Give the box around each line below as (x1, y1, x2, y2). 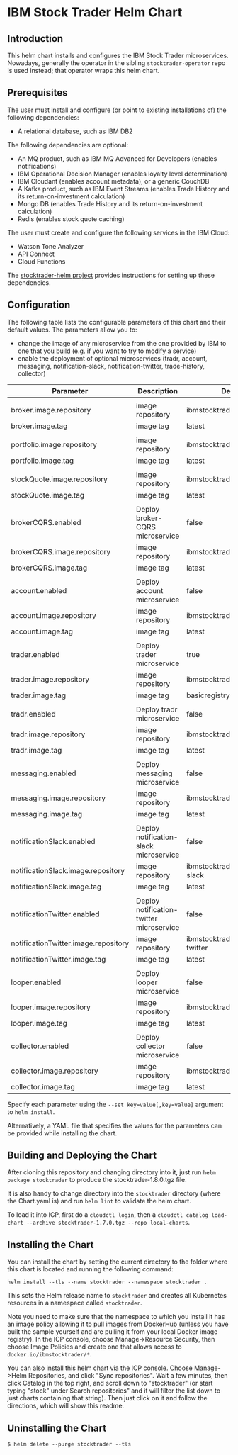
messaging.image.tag (11, 809, 83, 819)
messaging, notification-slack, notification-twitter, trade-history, (17, 361, 205, 370)
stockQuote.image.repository (11, 474, 108, 484)
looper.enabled (11, 977, 62, 987)
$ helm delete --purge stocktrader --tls (7, 1441, 132, 1448)
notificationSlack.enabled (11, 836, 96, 846)
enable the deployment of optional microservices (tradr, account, (17, 354, 208, 362)
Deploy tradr (135, 704, 178, 714)
